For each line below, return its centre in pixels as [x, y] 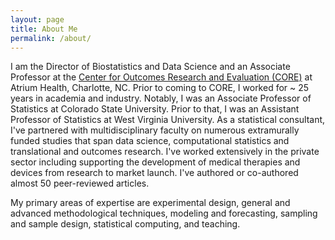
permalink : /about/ [51, 38]
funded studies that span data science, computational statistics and [150, 141]
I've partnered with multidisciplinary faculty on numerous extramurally [155, 130]
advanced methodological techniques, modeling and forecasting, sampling [164, 213]
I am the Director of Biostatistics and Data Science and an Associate [150, 67]
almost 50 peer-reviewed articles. [80, 183]
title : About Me [44, 29]
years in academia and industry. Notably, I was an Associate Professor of [161, 98]
